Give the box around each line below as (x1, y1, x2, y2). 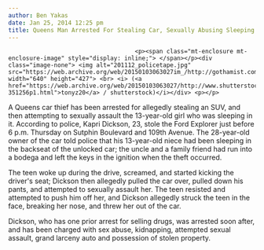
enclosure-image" (8, 54, 65, 63)
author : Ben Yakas (8, 11, 68, 20)
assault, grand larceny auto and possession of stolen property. (8, 233, 211, 243)
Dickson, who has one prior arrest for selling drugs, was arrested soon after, (8, 217, 255, 226)
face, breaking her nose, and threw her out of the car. (8, 201, 182, 211)
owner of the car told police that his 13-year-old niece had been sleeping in (8, 136, 251, 145)
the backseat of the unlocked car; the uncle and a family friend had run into (8, 145, 253, 154)
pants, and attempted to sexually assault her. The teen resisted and (8, 185, 226, 194)
